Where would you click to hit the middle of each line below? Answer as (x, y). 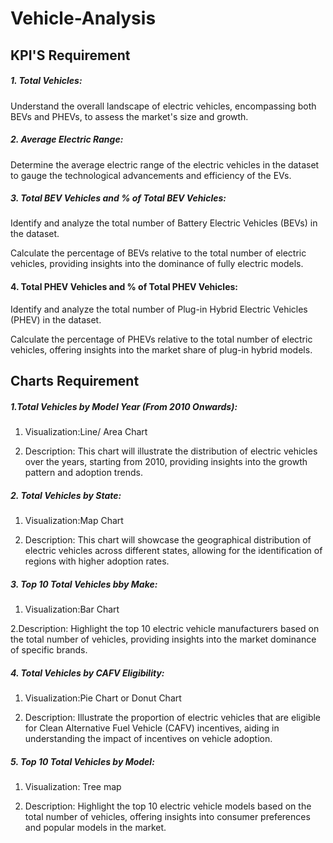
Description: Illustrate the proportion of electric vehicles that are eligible (173, 717)
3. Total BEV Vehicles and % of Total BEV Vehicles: (118, 198)
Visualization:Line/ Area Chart (86, 432)
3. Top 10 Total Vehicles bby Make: (84, 584)
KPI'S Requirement (70, 55)
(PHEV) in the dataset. (56, 319)
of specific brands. (49, 649)
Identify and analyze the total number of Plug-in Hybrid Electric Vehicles (159, 309)
